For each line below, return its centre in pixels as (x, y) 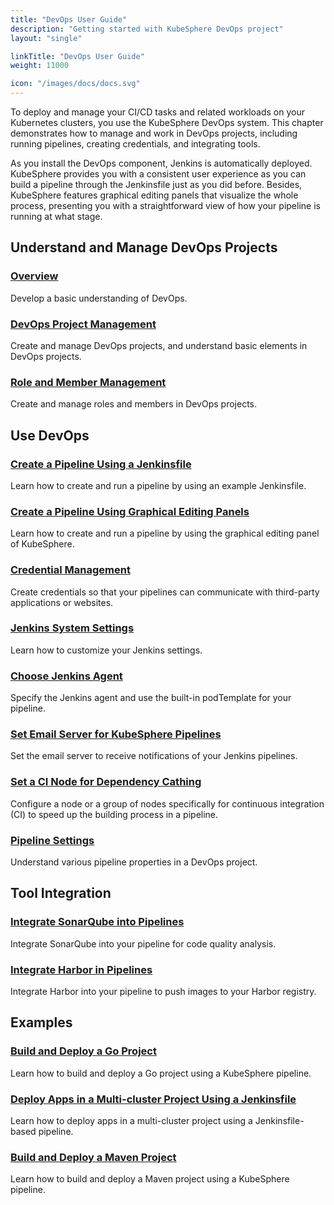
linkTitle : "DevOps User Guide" (77, 56)
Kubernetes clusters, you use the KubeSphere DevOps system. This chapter (167, 122)
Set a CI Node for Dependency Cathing (106, 782)
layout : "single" (46, 38)
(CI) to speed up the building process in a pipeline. (114, 814)
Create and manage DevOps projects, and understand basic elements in (159, 345)
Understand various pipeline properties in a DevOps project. (134, 862)
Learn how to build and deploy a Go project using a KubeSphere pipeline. (161, 1073)
